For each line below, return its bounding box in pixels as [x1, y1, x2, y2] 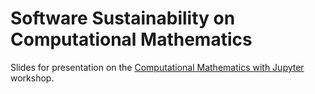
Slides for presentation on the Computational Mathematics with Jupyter [10, 61, 305, 73]
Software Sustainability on [10, 7, 236, 30]
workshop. [10, 72, 55, 84]
